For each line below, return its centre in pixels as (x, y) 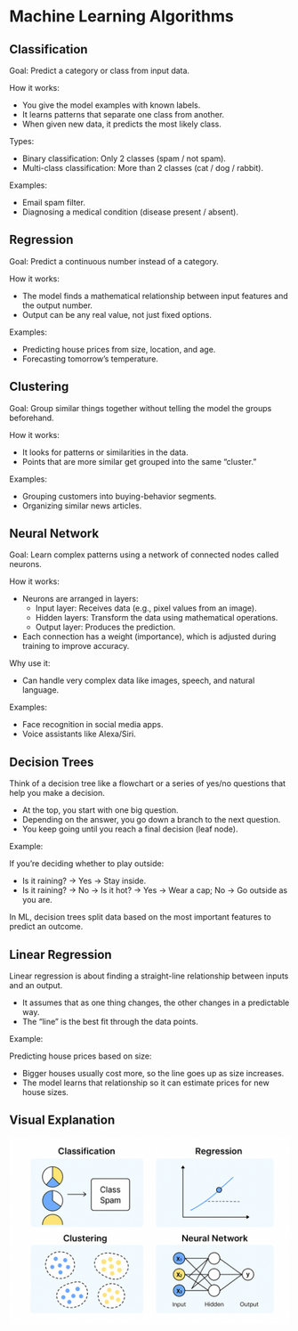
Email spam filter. (54, 203)
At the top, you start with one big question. (101, 810)
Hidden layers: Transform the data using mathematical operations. (157, 618)
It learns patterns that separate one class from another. (123, 114)
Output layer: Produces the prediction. (105, 627)
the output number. (57, 305)
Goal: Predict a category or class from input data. (99, 70)
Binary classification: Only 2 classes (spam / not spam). (124, 158)
